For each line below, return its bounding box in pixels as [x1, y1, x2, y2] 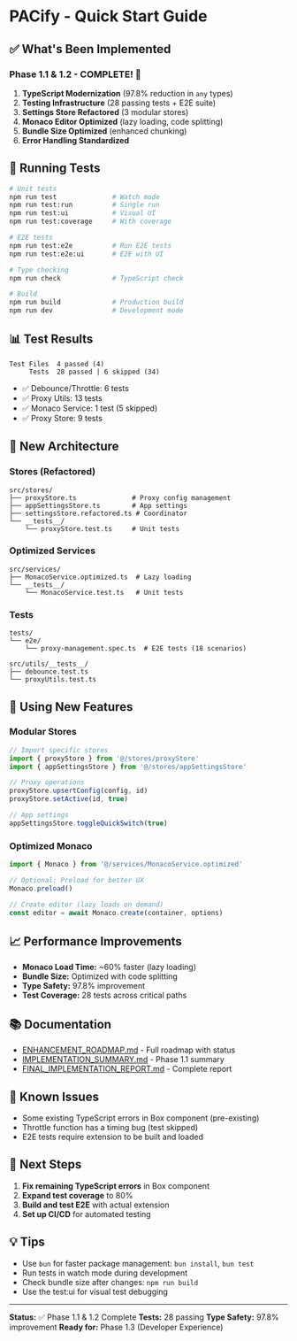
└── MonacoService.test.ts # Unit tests [25, 588, 184, 597]
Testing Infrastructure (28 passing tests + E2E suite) [21, 97, 217, 108]
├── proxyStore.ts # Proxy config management [9, 493, 232, 502]
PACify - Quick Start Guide [9, 6, 208, 27]
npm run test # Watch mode [9, 192, 161, 201]
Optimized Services [9, 544, 95, 557]
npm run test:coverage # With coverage [9, 217, 172, 227]
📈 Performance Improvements [9, 934, 183, 949]
